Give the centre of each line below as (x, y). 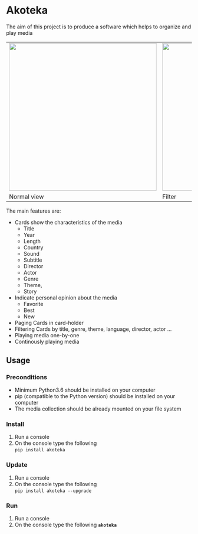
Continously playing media (47, 342)
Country (33, 248)
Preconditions (27, 377)
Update (17, 465)
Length (32, 241)
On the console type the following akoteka (65, 525)
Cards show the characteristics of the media (68, 223)
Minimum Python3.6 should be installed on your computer (85, 390)
